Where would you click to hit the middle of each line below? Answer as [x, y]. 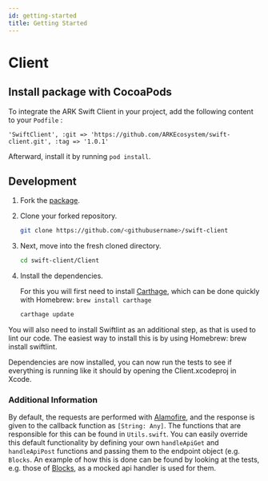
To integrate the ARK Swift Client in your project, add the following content [131, 111]
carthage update [47, 315]
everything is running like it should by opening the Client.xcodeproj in [122, 370]
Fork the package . [50, 201]
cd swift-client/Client [60, 260]
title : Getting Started [48, 23]
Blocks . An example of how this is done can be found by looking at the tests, [134, 459]
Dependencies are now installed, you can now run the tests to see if [120, 362]
